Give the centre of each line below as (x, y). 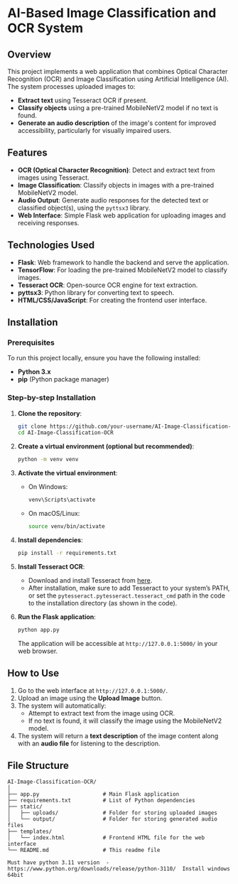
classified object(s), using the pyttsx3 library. (84, 207)
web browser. (38, 651)
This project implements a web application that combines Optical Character (118, 71)
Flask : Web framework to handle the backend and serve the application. (123, 262)
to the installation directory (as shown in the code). (103, 603)
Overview (29, 54)
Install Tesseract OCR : (51, 566)
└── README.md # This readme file (84, 851)
